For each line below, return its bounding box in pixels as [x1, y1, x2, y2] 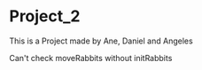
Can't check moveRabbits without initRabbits [9, 52, 173, 63]
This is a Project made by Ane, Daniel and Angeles [9, 35, 193, 46]
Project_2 [9, 6, 81, 27]
